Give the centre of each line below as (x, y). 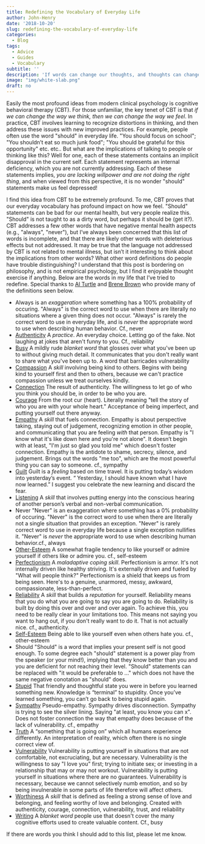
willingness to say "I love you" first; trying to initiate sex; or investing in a (106, 764)
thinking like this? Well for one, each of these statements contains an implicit (103, 155)
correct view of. (35, 744)
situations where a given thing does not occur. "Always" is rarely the (101, 315)
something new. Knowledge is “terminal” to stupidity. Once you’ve (98, 692)
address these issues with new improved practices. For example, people (97, 129)
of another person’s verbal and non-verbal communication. (89, 504)
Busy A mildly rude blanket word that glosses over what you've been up (106, 348)
